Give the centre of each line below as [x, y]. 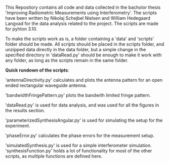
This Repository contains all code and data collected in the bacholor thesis [83, 7]
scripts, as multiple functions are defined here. [54, 156]
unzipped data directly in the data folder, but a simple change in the [76, 50]
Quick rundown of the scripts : [37, 70]
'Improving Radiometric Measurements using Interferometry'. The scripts [81, 13]
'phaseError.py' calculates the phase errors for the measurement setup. [80, 136]
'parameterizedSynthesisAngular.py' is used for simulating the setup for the [84, 120]
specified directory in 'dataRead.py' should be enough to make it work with [83, 55]
